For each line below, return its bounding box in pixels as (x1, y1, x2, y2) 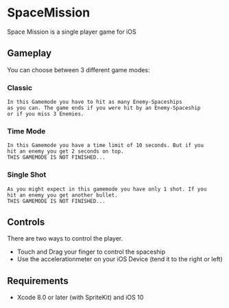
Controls (7, 217, 45, 228)
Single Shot (7, 170, 47, 179)
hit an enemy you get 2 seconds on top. (7, 148, 125, 155)
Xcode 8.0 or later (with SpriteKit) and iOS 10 (16, 294, 144, 302)
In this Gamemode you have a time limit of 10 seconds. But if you (7, 142, 204, 149)
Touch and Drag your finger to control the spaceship (16, 247, 166, 256)
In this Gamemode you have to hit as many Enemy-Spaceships (7, 98, 183, 106)
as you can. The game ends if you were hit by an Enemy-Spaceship (7, 104, 201, 111)
